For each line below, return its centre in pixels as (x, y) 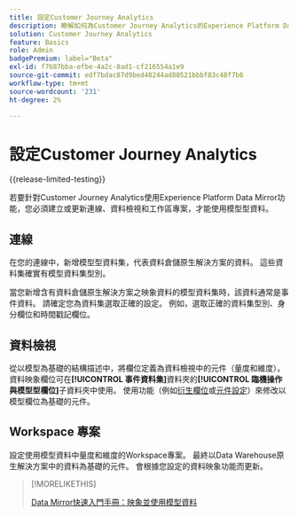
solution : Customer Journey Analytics (81, 34)
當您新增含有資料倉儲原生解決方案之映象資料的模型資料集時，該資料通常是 (145, 293)
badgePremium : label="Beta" (61, 59)
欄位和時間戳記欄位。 (55, 315)
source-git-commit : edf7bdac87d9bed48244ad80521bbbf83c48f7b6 (126, 75)
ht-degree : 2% (35, 100)
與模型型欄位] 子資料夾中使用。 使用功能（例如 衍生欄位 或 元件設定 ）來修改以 (148, 390)
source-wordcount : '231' (55, 91)
